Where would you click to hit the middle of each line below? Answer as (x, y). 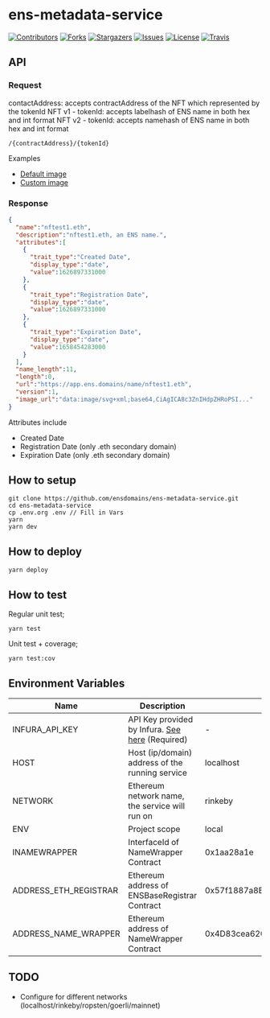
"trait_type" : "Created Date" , (80, 258)
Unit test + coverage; (43, 644)
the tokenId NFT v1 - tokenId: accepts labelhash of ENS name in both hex (129, 111)
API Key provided (161, 719)
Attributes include (38, 422)
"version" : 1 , (37, 392)
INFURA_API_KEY (45, 729)
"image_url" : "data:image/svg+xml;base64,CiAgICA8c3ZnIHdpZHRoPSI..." (134, 399)
